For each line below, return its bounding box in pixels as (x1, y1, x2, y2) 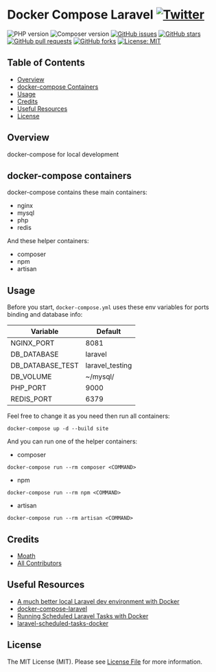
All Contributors (16, 559, 62, 567)
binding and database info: (7, 311, 83, 319)
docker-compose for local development (7, 150, 119, 158)
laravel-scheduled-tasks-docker (16, 619, 108, 627)
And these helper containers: (7, 237, 89, 245)
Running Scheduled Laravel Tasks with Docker (16, 611, 149, 620)
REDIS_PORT (10, 395, 53, 404)
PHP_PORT (10, 383, 47, 392)
